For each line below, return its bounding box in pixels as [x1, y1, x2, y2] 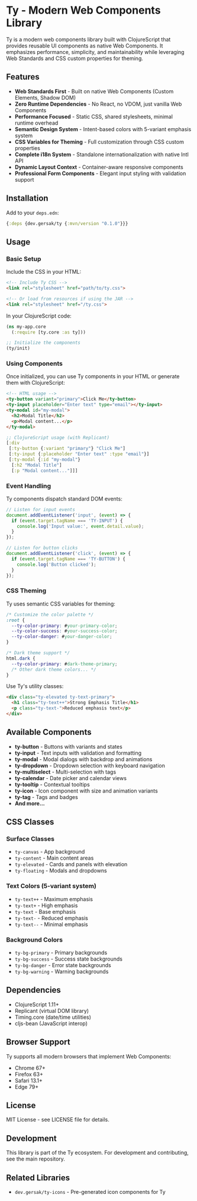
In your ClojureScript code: [6, 312, 72, 319]
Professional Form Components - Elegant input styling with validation [14, 170, 186, 177]
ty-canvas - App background [14, 848, 85, 855]
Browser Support [6, 1037, 71, 1047]
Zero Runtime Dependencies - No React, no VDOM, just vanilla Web [14, 100, 182, 107]
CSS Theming [6, 587, 47, 595]
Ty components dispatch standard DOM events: [6, 495, 122, 502]
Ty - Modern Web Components [6, 4, 161, 17]
